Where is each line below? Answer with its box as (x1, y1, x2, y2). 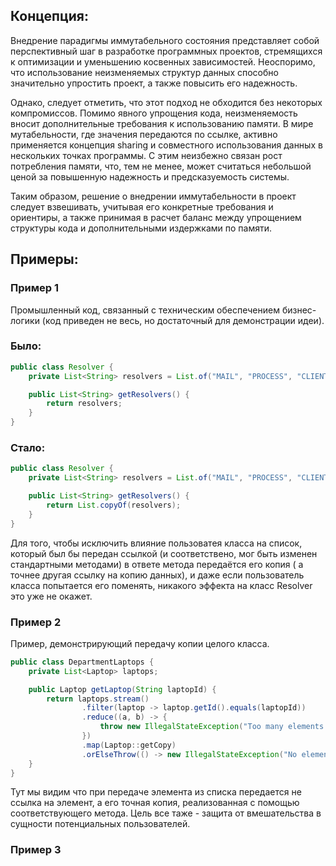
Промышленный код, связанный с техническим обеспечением (10, 304, 280, 316)
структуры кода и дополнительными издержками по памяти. (10, 222, 273, 234)
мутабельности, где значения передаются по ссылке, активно (10, 128, 278, 140)
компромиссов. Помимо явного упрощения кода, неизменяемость (10, 107, 298, 119)
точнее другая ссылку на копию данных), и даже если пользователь (10, 569, 305, 581)
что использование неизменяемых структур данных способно (10, 66, 279, 78)
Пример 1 (10, 281, 59, 295)
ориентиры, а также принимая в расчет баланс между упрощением (10, 211, 302, 223)
